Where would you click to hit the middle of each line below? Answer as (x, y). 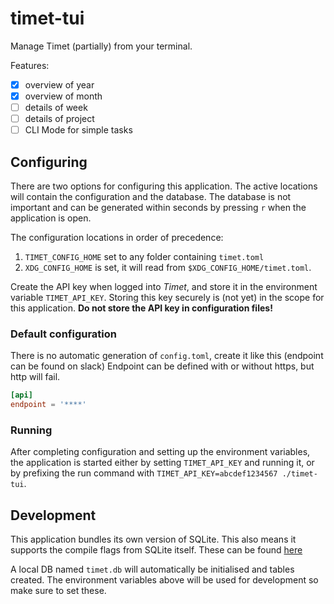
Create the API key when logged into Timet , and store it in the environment (164, 287)
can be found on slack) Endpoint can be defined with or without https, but (162, 366)
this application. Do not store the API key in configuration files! (141, 308)
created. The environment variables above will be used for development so (164, 580)
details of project (59, 119)
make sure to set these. (58, 591)
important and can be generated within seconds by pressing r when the (158, 208)
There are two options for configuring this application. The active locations (164, 186)
